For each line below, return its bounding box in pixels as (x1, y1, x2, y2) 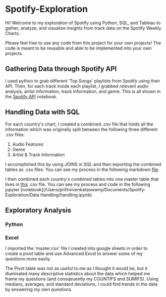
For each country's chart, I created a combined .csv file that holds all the (5, 121, 154, 127)
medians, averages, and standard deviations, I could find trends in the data (5, 281, 158, 287)
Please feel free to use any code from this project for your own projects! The (5, 40, 162, 45)
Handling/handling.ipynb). (40, 192, 93, 198)
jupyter (5, 186, 20, 192)
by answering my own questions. (5, 287, 73, 293)
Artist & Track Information (12, 152, 65, 158)
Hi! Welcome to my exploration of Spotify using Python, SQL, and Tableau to (5, 20, 161, 26)
